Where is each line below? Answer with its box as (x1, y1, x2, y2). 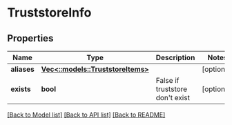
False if (155, 76, 180, 85)
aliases (10, 64, 35, 74)
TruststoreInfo (7, 5, 92, 21)
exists (10, 84, 31, 94)
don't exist (155, 93, 190, 102)
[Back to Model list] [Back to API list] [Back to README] (7, 110, 166, 119)
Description (155, 53, 195, 62)
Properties (7, 32, 54, 44)
